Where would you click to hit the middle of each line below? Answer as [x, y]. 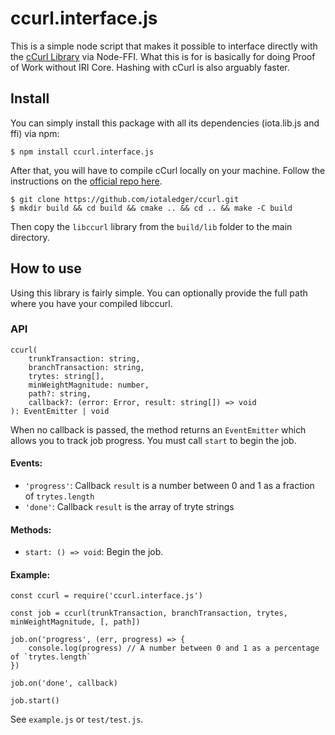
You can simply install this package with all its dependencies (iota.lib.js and [165, 123]
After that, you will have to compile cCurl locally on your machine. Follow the [168, 170]
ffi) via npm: [35, 133]
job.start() [35, 701]
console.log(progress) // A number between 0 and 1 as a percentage [174, 648]
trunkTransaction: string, [84, 358]
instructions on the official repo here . [86, 181]
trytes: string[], [66, 376]
